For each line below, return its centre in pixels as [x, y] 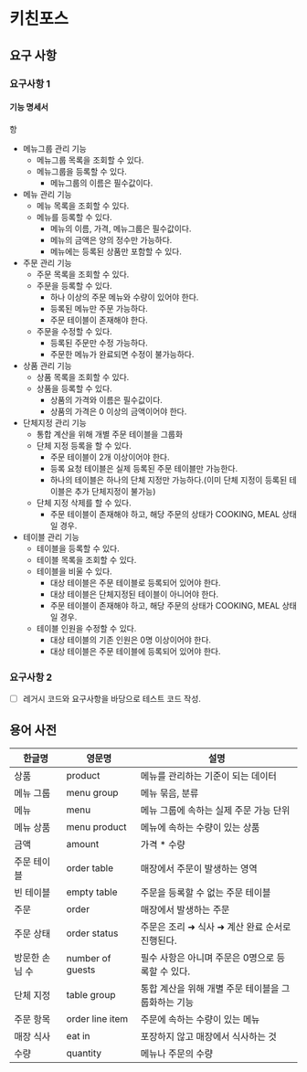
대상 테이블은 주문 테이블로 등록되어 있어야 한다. [135, 582]
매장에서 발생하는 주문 [185, 909]
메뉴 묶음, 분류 [169, 793]
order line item [97, 1018]
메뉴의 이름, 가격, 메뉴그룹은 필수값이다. [121, 228]
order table [90, 867]
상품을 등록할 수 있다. [74, 388]
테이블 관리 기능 [51, 536]
